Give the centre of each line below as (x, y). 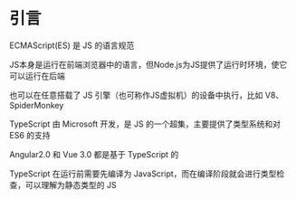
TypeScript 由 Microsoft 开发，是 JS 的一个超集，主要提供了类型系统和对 (145, 124)
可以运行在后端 (37, 76)
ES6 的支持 (30, 135)
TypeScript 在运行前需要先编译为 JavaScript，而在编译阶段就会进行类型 (143, 174)
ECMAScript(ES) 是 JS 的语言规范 (72, 45)
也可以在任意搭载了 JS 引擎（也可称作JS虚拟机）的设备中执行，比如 (136, 95)
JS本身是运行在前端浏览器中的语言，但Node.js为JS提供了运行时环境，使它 (148, 64)
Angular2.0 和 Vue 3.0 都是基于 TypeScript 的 (94, 154)
